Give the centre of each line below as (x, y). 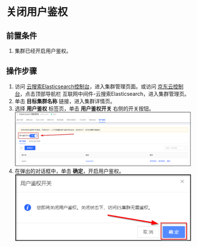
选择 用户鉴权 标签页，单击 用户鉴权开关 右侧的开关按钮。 (84, 108)
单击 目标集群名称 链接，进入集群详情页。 (65, 101)
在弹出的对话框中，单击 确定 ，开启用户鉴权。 (69, 171)
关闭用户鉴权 (37, 12)
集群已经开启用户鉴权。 (43, 51)
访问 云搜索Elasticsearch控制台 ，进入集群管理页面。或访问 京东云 (94, 86)
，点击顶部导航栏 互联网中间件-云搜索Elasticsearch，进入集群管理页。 (105, 94)
